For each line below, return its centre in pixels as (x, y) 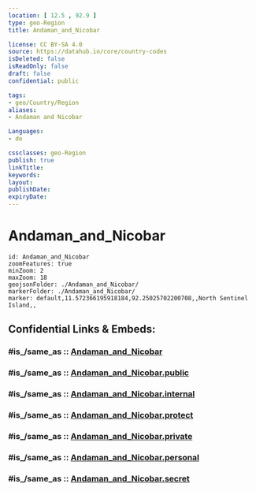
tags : (17, 95)
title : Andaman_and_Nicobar (54, 30)
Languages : (26, 132)
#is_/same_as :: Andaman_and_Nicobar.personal (104, 457)
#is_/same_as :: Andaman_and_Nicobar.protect (101, 415)
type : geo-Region (37, 23)
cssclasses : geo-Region (47, 153)
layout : (21, 182)
